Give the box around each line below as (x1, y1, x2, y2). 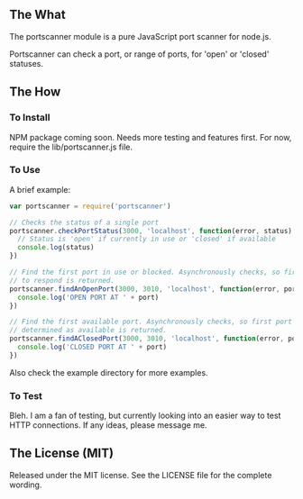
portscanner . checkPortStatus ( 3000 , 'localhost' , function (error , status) (9, 226, 293, 235)
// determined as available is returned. (9, 326, 168, 335)
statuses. (9, 58, 43, 68)
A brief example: (9, 184, 71, 195)
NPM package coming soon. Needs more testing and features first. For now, (9, 132, 292, 142)
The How (9, 85, 61, 100)
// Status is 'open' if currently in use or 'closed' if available (17, 234, 277, 244)
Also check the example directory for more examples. (9, 367, 209, 377)
